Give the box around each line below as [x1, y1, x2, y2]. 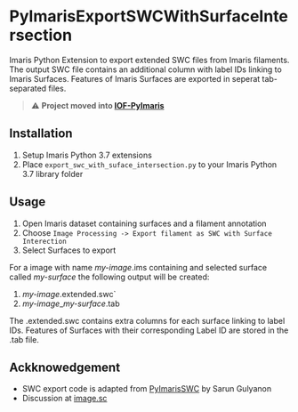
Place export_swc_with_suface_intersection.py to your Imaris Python [21, 158, 278, 170]
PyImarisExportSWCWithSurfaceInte [9, 6, 289, 27]
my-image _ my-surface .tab [21, 298, 120, 309]
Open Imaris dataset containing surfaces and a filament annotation [21, 218, 267, 229]
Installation [9, 126, 73, 141]
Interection [21, 237, 67, 246]
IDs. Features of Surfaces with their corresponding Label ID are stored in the [9, 325, 289, 335]
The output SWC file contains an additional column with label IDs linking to [9, 64, 282, 75]
